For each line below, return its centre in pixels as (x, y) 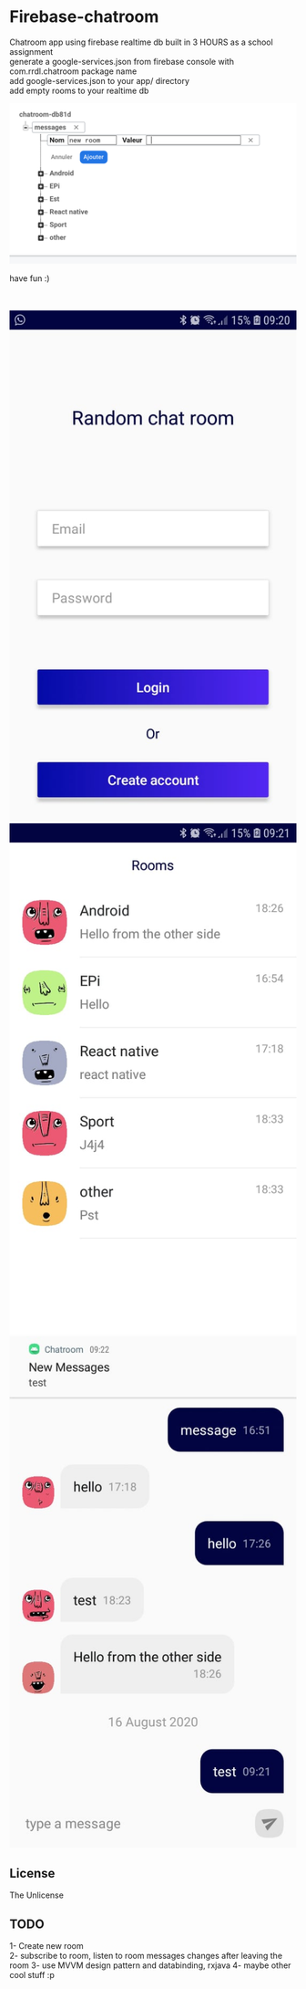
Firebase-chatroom (84, 17)
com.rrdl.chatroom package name (73, 71)
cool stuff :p (32, 1975)
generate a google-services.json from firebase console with (122, 61)
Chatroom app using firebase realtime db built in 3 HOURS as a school (141, 42)
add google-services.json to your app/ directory (99, 80)
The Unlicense (36, 1895)
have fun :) (30, 278)
